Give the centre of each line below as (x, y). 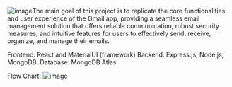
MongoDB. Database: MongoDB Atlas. (63, 62)
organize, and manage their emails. (58, 41)
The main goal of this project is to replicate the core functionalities (129, 11)
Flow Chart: (24, 76)
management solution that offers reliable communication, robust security (113, 26)
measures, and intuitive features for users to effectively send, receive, (109, 33)
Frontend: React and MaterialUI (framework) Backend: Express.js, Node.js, (116, 54)
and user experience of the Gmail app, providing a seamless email (104, 18)
